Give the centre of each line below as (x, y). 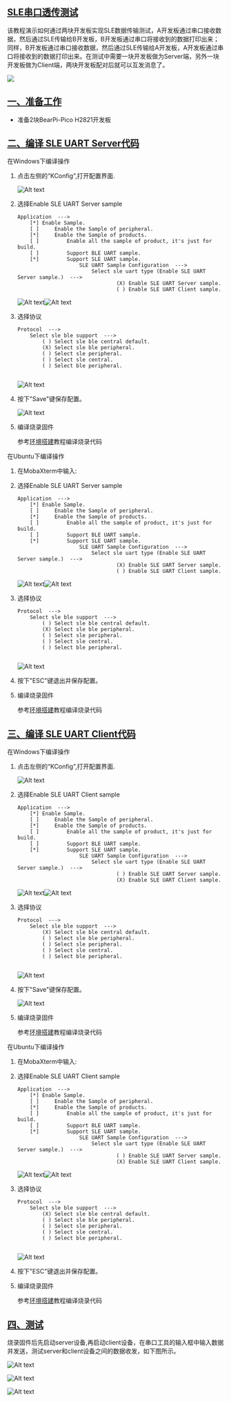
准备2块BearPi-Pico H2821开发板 (64, 119)
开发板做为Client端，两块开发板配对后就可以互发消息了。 (88, 65)
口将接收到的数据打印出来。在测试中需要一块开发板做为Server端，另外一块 (113, 56)
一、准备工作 (34, 102)
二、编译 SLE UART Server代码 (73, 144)
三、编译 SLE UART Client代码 (71, 734)
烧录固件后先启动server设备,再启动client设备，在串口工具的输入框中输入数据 (115, 1343)
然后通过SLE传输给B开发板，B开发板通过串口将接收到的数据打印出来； (119, 39)
